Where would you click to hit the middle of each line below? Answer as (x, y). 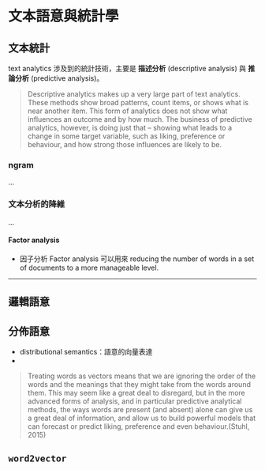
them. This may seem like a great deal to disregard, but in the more (136, 393)
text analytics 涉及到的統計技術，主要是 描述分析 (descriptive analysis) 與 (127, 68)
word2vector (37, 459)
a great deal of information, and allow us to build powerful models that (142, 418)
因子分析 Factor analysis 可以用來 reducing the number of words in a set (137, 259)
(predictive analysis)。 (67, 78)
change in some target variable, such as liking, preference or (126, 136)
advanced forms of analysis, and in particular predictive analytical (134, 401)
